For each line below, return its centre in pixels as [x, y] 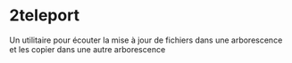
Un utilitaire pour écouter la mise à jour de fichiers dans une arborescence [146, 40]
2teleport [45, 16]
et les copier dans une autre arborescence [88, 49]
